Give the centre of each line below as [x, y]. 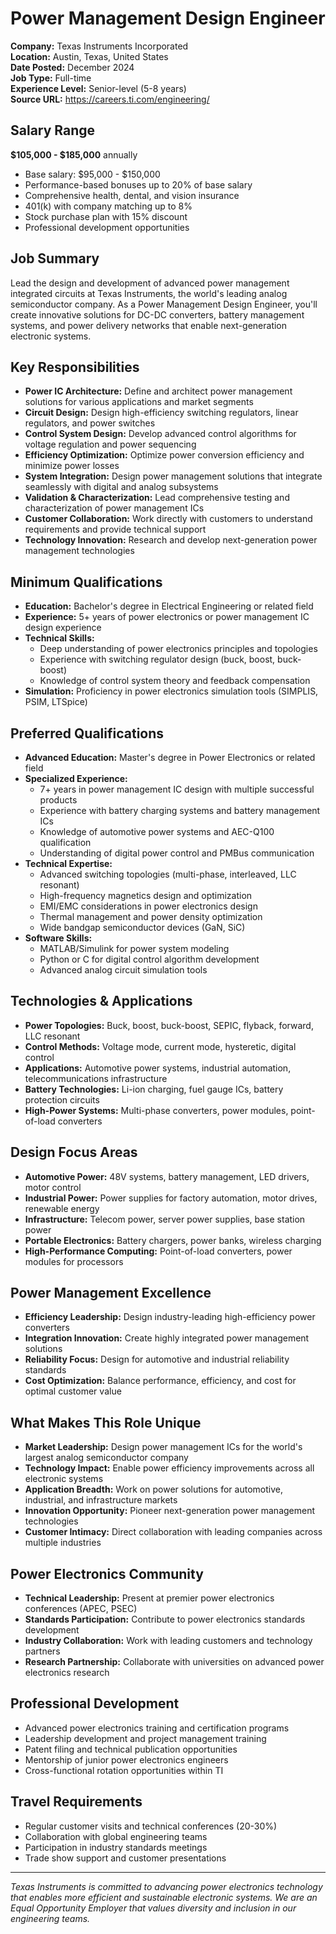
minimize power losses [72, 466]
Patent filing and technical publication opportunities [131, 1749]
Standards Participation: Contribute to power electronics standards [165, 1619]
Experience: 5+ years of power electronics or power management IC [167, 617]
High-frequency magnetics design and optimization [146, 895]
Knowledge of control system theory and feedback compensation [175, 681]
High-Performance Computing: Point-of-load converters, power [158, 1251]
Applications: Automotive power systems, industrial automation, [158, 1068]
